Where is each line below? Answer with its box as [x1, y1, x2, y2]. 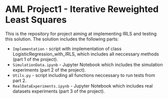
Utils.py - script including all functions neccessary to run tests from [12, 72, 155, 78]
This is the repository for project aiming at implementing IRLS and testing [5, 30, 157, 36]
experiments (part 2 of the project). [12, 66, 86, 73]
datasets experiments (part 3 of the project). [12, 88, 105, 94]
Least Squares [5, 14, 67, 25]
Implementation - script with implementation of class [12, 45, 122, 51]
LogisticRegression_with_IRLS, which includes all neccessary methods [12, 51, 159, 57]
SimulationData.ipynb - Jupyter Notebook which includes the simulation [12, 61, 163, 67]
